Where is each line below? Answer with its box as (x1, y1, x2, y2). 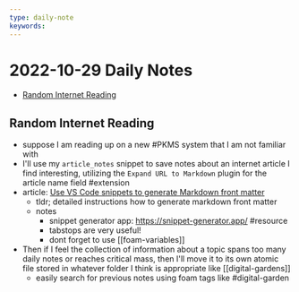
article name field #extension (21, 177, 130, 188)
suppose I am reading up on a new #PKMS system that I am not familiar (21, 140, 286, 150)
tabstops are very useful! (48, 225, 141, 236)
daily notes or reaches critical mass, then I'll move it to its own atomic (21, 253, 279, 264)
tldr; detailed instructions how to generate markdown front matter (35, 196, 278, 207)
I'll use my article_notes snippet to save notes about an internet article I (21, 159, 291, 169)
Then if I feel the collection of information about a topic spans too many (21, 244, 286, 255)
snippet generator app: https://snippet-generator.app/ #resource (48, 216, 288, 227)
